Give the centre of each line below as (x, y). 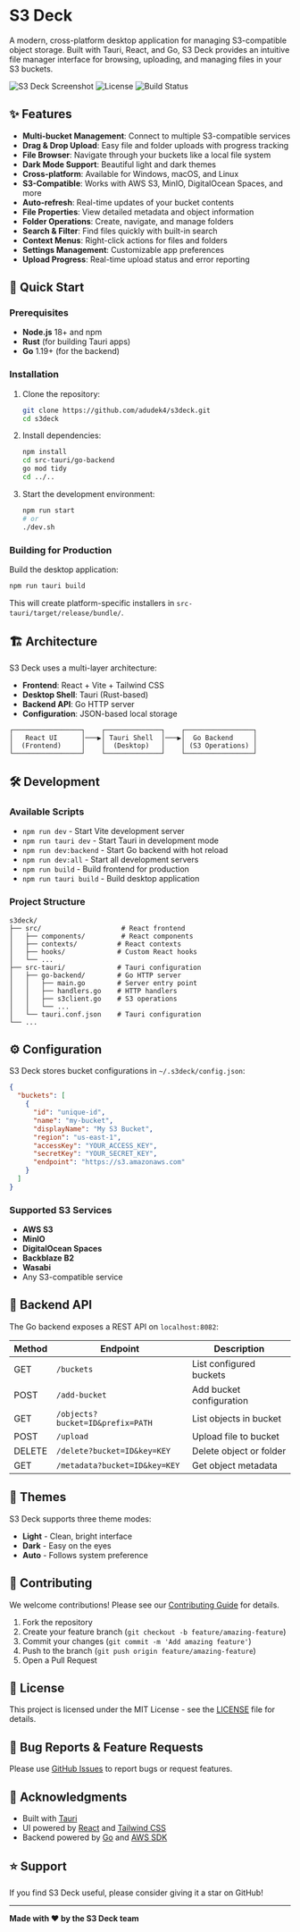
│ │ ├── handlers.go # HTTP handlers (93, 991)
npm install (44, 452)
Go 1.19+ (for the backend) (71, 351)
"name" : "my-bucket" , (73, 1120)
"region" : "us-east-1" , (77, 1137)
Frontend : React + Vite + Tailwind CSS (93, 685)
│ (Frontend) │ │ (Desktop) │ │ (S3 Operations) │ (133, 746)
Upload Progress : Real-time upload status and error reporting (136, 259)
